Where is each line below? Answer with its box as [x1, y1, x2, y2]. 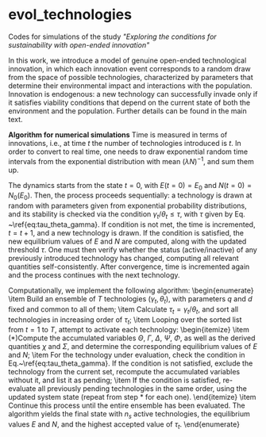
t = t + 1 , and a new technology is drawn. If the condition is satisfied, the [8, 228, 245, 237]
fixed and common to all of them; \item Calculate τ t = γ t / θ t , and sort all [8, 304, 239, 316]
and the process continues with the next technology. [8, 270, 180, 279]
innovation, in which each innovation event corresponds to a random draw [8, 63, 252, 73]
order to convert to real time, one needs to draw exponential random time [8, 147, 249, 156]
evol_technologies [8, 6, 133, 24]
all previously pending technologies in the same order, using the [37, 384, 248, 393]
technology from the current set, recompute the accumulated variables [8, 367, 241, 377]
